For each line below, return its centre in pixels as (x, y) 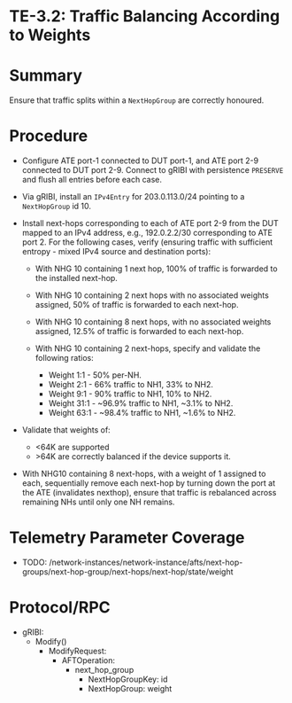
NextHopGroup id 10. (56, 207)
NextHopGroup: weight (130, 688)
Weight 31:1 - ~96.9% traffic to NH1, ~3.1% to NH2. (141, 403)
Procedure (49, 136)
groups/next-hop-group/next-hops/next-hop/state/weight (127, 572)
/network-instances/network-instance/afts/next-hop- (146, 562)
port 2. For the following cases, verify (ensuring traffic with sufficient (147, 242)
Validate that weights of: (66, 430)
